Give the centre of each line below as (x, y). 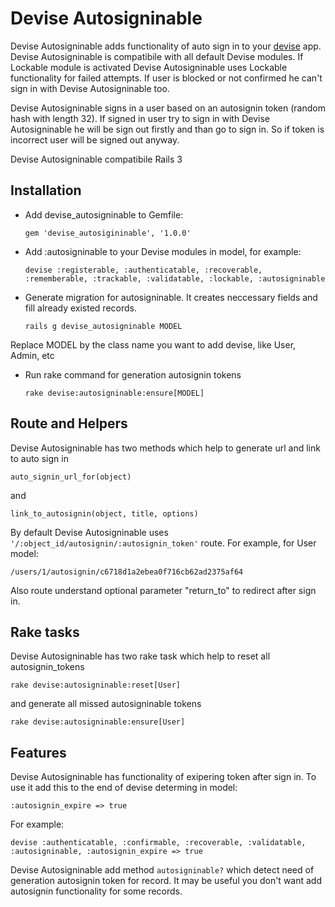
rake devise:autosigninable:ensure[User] (98, 722)
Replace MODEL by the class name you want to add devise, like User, (153, 344)
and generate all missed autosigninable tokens (106, 704)
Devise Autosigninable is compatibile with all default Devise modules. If (157, 56)
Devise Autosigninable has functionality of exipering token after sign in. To (163, 777)
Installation (46, 190)
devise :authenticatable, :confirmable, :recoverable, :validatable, (158, 843)
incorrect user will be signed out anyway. (95, 139)
